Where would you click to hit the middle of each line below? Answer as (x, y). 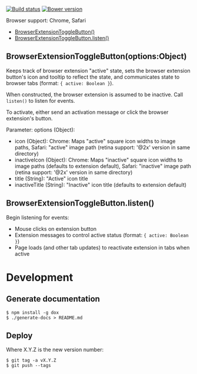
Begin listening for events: (38, 217)
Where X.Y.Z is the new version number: (55, 350)
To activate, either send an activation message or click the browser (87, 112)
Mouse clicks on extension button (56, 228)
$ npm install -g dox (33, 312)
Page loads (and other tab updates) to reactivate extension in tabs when (102, 247)
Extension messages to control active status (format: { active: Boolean (102, 235)
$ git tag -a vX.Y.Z (31, 360)
